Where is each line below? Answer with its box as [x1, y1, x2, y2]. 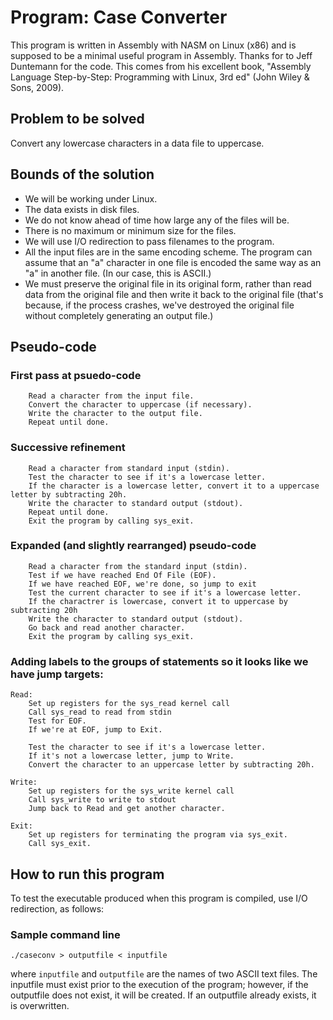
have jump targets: [10, 667, 104, 681]
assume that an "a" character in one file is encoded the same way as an [24, 256, 322, 268]
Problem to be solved [10, 111, 145, 128]
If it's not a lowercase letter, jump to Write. [28, 751, 235, 761]
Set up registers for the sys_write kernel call [28, 786, 235, 796]
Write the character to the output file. [28, 409, 203, 419]
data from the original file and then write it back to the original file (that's [24, 288, 324, 300]
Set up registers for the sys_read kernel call [28, 699, 230, 709]
